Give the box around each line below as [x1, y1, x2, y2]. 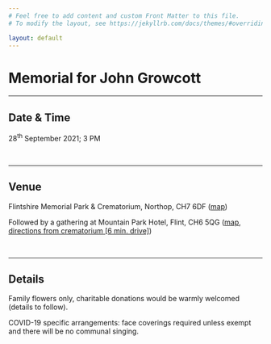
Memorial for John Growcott [8, 69, 202, 87]
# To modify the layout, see [8, 19, 106, 27]
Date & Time [8, 111, 71, 124]
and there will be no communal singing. [8, 326, 140, 336]
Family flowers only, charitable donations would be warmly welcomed [8, 294, 240, 304]
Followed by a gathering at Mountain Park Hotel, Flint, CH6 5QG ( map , [8, 217, 241, 227]
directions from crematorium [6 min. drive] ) [8, 225, 152, 235]
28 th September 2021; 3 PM [8, 132, 101, 143]
